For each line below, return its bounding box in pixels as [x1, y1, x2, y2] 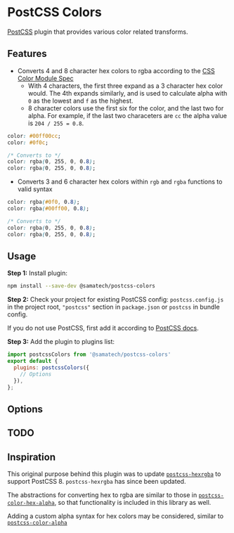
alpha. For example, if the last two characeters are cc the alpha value [27, 111, 227, 120]
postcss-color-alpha [7, 520, 68, 527]
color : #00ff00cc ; [7, 132, 61, 139]
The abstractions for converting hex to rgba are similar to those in [7, 491, 197, 499]
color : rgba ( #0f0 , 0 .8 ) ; [7, 198, 80, 206]
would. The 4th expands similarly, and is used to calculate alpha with [27, 89, 228, 97]
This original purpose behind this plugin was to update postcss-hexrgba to [7, 470, 221, 478]
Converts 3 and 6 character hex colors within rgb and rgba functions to [17, 177, 223, 186]
